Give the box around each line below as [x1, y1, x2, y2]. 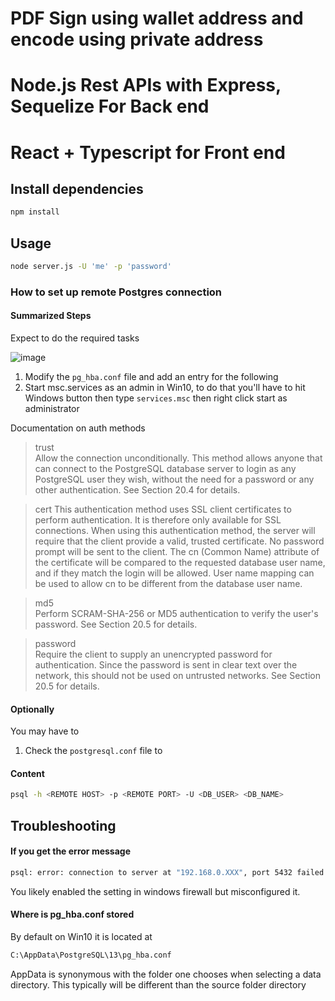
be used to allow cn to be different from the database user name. [34, 578, 303, 590]
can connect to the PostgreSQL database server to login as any [34, 463, 297, 475]
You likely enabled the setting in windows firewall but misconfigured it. [10, 885, 301, 897]
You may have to [10, 725, 80, 737]
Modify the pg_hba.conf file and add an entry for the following [24, 371, 279, 383]
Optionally [10, 703, 55, 715]
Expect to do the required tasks [10, 332, 140, 344]
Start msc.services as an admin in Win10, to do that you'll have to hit [24, 382, 306, 394]
